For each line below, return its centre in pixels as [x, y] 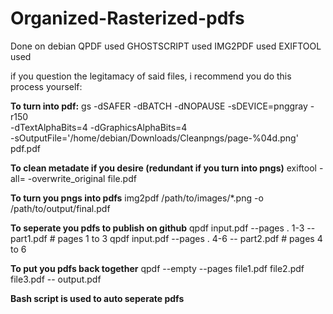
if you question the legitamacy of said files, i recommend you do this [151, 76]
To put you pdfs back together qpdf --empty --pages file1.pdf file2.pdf [157, 268]
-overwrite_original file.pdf [82, 178]
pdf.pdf [25, 148]
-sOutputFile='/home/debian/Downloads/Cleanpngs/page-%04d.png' [154, 138]
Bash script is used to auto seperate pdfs [97, 298]
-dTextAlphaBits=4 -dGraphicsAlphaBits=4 [99, 127]
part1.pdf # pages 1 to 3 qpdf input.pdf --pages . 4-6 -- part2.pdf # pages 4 [166, 238]
